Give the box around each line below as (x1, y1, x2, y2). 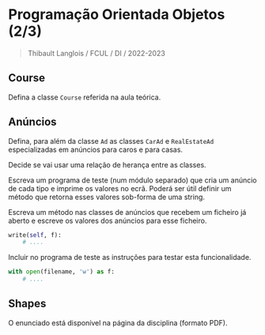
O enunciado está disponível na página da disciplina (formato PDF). (8, 318, 228, 327)
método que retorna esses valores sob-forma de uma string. (8, 192, 206, 201)
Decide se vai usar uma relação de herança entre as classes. (8, 160, 207, 169)
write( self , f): (8, 231, 62, 239)
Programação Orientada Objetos (8, 6, 225, 24)
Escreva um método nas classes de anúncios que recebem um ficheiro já (8, 207, 247, 216)
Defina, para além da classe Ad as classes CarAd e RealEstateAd (8, 136, 214, 145)
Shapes (8, 297, 47, 311)
